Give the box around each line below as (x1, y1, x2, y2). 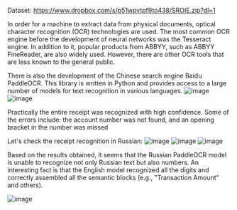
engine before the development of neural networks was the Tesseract (7, 35, 211, 43)
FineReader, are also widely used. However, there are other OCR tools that (7, 50, 225, 58)
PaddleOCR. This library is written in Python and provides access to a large (7, 79, 227, 88)
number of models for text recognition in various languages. (7, 87, 183, 95)
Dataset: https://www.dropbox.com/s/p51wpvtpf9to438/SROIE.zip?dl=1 (7, 6, 216, 14)
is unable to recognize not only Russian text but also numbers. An (7, 158, 199, 167)
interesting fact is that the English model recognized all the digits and (7, 166, 209, 174)
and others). (7, 181, 43, 189)
